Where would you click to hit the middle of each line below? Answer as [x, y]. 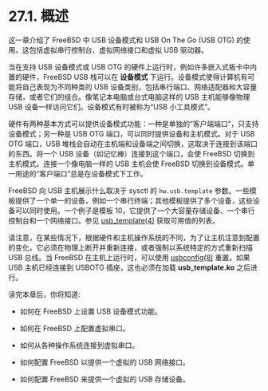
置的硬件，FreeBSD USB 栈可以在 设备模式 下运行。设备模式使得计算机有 [128, 77]
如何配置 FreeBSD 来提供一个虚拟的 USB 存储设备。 [104, 379]
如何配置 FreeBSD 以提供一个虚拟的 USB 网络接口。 [104, 362]
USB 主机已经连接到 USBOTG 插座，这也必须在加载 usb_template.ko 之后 [130, 267]
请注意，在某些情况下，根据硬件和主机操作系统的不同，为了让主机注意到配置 [134, 237]
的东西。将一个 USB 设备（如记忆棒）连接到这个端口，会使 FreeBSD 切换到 [132, 153]
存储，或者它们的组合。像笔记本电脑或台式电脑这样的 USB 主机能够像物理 [129, 97]
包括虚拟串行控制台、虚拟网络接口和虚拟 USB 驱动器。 [119, 49]
